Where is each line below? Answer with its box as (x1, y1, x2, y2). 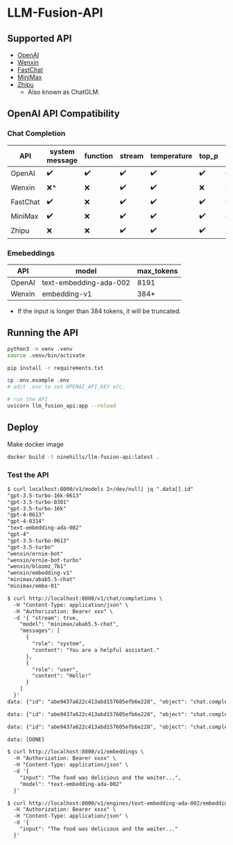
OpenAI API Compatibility (7, 108, 120, 119)
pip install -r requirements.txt (7, 365, 104, 371)
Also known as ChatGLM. (27, 88, 101, 96)
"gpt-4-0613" (7, 512, 45, 519)
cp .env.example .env (7, 377, 70, 384)
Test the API (7, 470, 49, 480)
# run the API (7, 396, 49, 403)
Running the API (7, 327, 78, 339)
